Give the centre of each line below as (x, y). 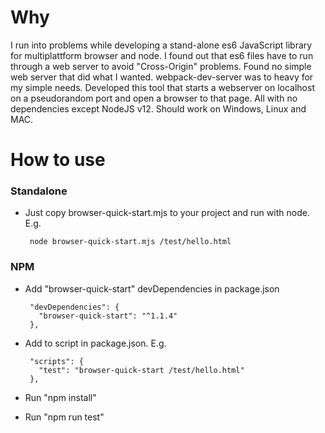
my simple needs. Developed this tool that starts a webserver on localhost (162, 87)
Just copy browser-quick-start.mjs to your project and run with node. (167, 213)
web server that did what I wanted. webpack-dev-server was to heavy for (162, 77)
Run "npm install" (60, 397)
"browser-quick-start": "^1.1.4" (108, 316)
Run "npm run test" (64, 417)
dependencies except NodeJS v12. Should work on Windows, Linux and (158, 108)
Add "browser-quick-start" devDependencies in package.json (152, 288)
